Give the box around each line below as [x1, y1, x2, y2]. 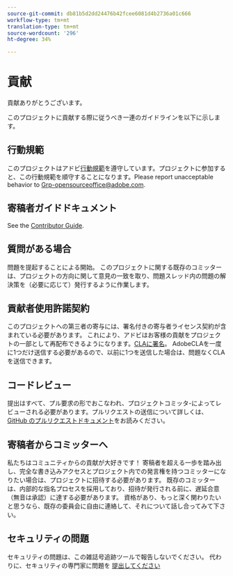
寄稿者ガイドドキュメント [7, 202, 117, 214]
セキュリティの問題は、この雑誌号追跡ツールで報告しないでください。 [7, 552, 208, 561]
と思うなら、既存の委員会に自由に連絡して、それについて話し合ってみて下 [7, 502, 220, 510]
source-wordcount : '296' [7, 29, 79, 37]
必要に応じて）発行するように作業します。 [31, 280, 153, 288]
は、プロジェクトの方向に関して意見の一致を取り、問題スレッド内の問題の [7, 272, 220, 280]
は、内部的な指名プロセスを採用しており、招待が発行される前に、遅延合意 [7, 484, 220, 493]
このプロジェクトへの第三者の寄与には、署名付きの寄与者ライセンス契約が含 [7, 322, 227, 331]
